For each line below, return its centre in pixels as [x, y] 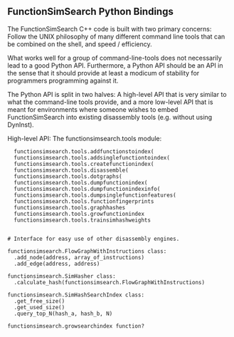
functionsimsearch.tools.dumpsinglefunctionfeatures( [95, 195]
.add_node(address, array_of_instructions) [79, 257]
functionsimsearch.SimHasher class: [62, 276]
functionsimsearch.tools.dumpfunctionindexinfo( [87, 189]
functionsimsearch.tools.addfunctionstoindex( [84, 151]
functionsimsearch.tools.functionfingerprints [84, 201]
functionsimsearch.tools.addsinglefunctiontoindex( [92, 157]
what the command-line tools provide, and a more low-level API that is [110, 102]
